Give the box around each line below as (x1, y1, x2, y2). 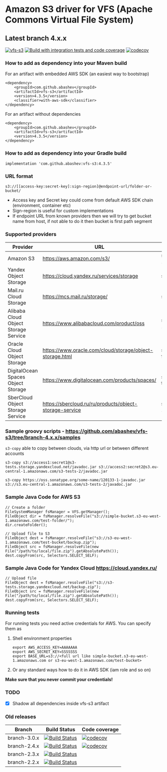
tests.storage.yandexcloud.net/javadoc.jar (5, 465, 97, 470)
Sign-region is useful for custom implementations (12, 207, 114, 213)
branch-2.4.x (7, 743, 40, 750)
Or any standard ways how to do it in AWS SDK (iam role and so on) (12, 667, 151, 673)
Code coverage (82, 726, 119, 733)
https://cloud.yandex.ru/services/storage (42, 273, 138, 280)
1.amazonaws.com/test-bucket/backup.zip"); (5, 540, 97, 545)
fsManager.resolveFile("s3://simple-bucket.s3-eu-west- (43, 514, 162, 519)
